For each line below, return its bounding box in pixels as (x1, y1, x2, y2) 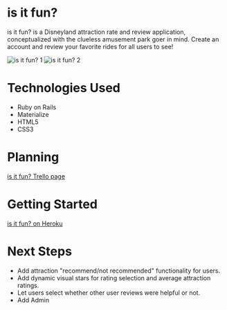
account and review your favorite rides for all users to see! (7, 42, 174, 51)
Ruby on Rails (17, 102, 57, 111)
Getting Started (7, 197, 98, 212)
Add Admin (17, 295, 50, 304)
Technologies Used (7, 80, 121, 96)
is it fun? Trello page (7, 172, 66, 181)
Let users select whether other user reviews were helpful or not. (17, 289, 201, 297)
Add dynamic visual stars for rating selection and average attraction (17, 273, 211, 282)
